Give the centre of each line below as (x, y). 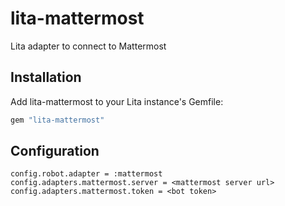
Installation (46, 77)
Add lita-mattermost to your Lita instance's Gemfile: (117, 101)
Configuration (55, 151)
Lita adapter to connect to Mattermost (88, 46)
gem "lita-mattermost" (57, 120)
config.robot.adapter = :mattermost (86, 174)
